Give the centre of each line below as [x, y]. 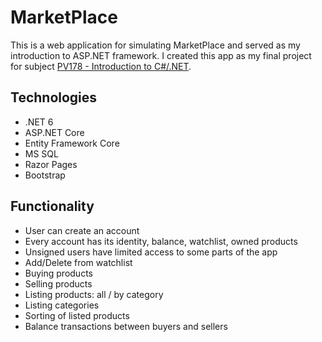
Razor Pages [51, 164]
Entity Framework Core [72, 143]
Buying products [58, 273]
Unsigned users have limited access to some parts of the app [151, 252]
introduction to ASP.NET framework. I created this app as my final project [161, 55]
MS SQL [41, 153]
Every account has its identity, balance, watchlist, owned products [161, 241]
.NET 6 [39, 122]
